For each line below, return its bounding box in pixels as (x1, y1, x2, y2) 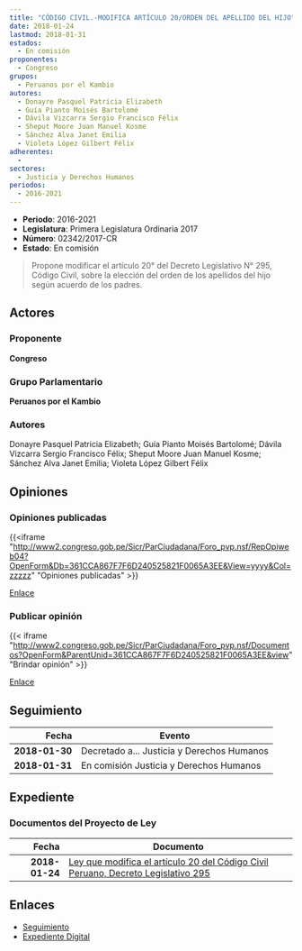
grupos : (9, 72, 39, 81)
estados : (9, 38, 42, 48)
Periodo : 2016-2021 (22, 214, 96, 224)
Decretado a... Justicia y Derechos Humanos (80, 745, 270, 757)
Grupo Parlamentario (9, 375, 103, 388)
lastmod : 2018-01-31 (9, 30, 87, 39)
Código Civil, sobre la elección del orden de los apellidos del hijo (31, 270, 271, 280)
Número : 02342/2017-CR (22, 233, 118, 243)
